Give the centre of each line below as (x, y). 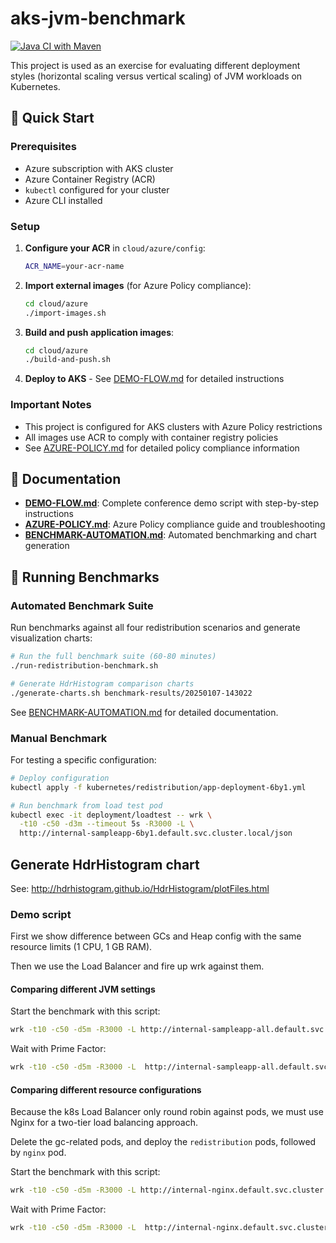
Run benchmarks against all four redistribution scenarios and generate (155, 628)
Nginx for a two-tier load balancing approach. (104, 1123)
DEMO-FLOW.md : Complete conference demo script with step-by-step (172, 503)
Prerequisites (43, 147)
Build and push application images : (99, 332)
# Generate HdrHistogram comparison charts (102, 683)
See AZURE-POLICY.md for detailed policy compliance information (162, 448)
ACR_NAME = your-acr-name (74, 266)
